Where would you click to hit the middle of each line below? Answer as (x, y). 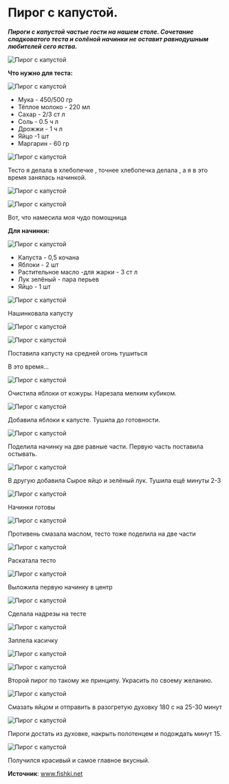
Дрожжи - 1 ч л (40, 129)
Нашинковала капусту (41, 313)
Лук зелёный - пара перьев (58, 279)
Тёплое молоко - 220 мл (54, 107)
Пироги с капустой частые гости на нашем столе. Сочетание (101, 32)
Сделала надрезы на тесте (47, 613)
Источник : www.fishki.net (45, 773)
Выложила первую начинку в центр (60, 587)
